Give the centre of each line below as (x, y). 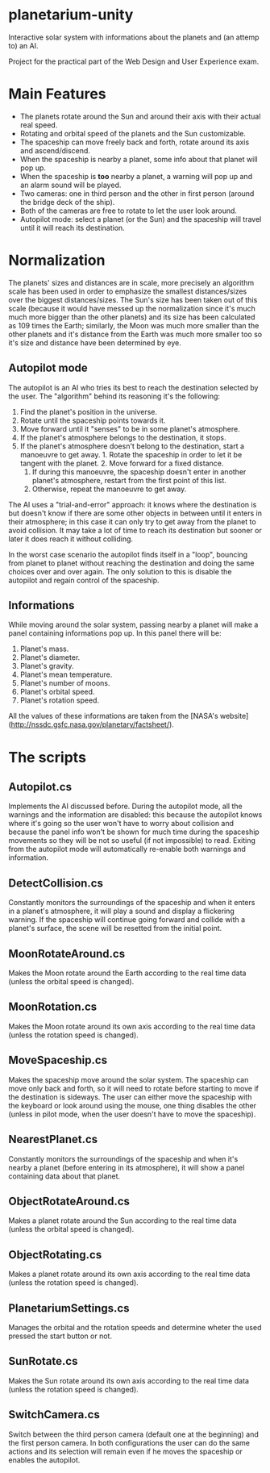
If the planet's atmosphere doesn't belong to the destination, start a (132, 446)
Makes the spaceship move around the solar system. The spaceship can (129, 1079)
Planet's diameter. (50, 657)
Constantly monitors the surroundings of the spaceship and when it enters (132, 903)
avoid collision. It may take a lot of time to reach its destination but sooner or (135, 530)
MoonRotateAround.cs (67, 953)
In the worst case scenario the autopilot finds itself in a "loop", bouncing (128, 554)
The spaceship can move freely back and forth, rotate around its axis (135, 142)
